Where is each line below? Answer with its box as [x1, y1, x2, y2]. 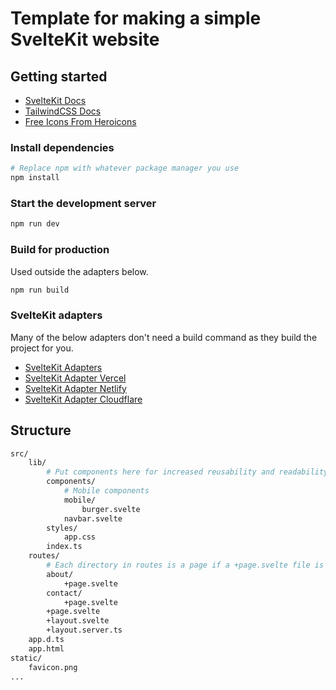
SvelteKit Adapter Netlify [24, 382, 127, 394]
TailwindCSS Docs [24, 105, 102, 117]
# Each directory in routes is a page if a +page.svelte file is [46, 560, 325, 570]
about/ [46, 569, 74, 579]
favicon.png [28, 662, 78, 672]
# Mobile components [63, 486, 150, 496]
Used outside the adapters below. [10, 265, 149, 277]
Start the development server [10, 196, 157, 210]
